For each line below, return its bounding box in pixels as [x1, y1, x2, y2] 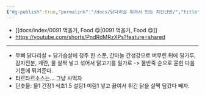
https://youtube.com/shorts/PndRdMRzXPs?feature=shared [15, 33, 166, 40]
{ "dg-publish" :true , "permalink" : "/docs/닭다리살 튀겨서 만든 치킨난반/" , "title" [6, 9, 200, 15]
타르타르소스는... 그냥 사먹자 [15, 74, 82, 82]
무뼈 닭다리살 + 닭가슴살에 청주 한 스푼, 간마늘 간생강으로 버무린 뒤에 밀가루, [15, 51, 196, 58]
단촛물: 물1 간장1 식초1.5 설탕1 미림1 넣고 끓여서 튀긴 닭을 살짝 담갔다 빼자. [15, 82, 190, 89]
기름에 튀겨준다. [15, 66, 53, 74]
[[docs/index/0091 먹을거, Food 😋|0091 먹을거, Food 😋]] [15, 26, 157, 33]
